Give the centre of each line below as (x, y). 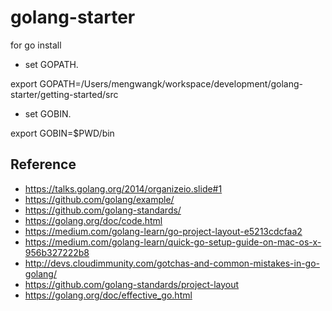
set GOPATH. (51, 64)
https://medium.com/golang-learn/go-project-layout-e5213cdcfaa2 (163, 231)
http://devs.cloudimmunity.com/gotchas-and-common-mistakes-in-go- (172, 263)
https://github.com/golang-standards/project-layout (132, 284)
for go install (36, 45)
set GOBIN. (48, 113)
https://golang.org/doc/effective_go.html (108, 295)
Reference (43, 164)
